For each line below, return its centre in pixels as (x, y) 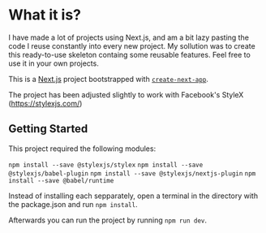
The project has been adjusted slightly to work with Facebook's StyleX (126, 94)
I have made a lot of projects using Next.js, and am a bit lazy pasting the (129, 37)
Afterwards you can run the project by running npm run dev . (107, 220)
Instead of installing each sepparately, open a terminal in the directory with (133, 196)
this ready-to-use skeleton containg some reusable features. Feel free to (130, 54)
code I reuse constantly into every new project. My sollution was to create (132, 45)
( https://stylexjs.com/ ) (45, 103)
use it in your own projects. (54, 63)
